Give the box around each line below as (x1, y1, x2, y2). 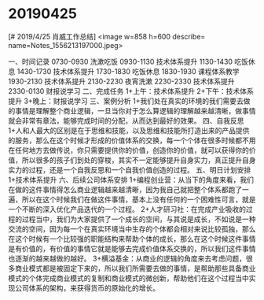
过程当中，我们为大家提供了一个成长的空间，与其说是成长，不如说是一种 (21, 214, 256, 224)
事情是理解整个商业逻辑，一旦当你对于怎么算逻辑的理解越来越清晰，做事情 (14, 106, 256, 115)
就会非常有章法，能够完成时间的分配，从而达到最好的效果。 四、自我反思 (8, 116, 244, 125)
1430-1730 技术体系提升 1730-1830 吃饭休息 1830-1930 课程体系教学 (16, 66, 240, 76)
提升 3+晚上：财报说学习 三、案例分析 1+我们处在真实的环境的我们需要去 (8, 96, 244, 106)
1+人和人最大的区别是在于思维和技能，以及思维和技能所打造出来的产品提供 (8, 125, 250, 135)
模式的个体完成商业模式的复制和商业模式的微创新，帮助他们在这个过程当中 (8, 273, 249, 283)
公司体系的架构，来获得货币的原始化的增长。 (14, 283, 159, 292)
